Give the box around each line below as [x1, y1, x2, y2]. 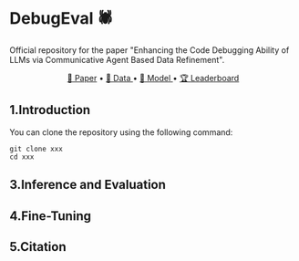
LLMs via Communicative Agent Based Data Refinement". [9, 54, 225, 65]
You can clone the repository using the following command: [9, 126, 233, 138]
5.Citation [9, 239, 67, 255]
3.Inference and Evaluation [9, 177, 167, 193]
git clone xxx [9, 144, 64, 153]
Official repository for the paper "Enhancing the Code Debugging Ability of [9, 44, 290, 56]
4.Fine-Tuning [9, 208, 91, 224]
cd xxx [9, 152, 35, 162]
